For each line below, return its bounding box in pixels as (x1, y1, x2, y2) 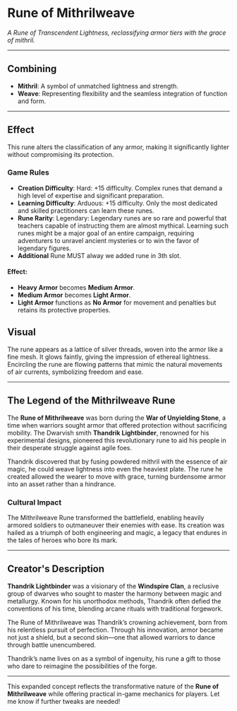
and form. (17, 97, 47, 105)
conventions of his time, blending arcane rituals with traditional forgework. (7, 604, 224, 613)
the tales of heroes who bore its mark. (7, 536, 118, 544)
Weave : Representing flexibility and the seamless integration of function (17, 89, 228, 98)
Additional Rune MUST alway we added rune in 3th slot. (17, 251, 181, 259)
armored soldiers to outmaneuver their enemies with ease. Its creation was (7, 521, 225, 529)
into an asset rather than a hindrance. (7, 479, 116, 488)
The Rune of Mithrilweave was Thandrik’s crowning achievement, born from (7, 618, 228, 626)
